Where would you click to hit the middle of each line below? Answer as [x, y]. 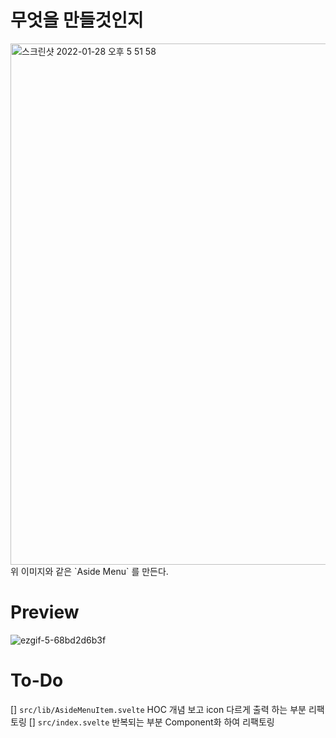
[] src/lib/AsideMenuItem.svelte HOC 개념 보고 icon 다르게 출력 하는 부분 [158, 709]
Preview [45, 612]
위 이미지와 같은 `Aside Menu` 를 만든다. [89, 571]
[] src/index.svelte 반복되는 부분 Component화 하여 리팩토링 [151, 722]
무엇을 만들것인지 [77, 20]
